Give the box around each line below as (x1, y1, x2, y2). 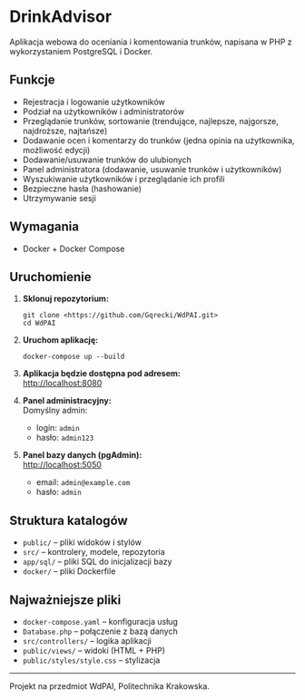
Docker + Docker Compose (22, 243, 125, 254)
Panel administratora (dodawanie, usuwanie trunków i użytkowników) (22, 163, 282, 174)
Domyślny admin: (22, 405, 88, 416)
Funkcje (9, 73, 56, 88)
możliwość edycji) (22, 144, 91, 155)
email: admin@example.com (35, 477, 131, 488)
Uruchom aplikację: (22, 335, 98, 345)
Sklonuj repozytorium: (22, 293, 109, 305)
